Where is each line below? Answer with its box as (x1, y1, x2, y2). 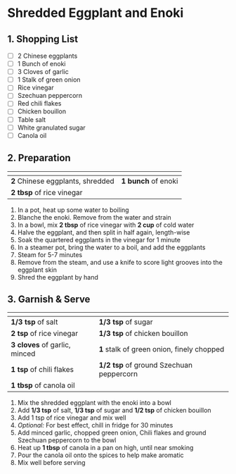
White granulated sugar (17, 123, 86, 132)
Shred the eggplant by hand (17, 273, 98, 281)
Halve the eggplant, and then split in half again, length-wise (17, 227, 190, 237)
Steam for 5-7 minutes (17, 250, 83, 258)
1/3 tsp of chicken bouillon (98, 329, 188, 339)
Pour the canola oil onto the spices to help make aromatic (17, 451, 184, 459)
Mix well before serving (17, 459, 86, 467)
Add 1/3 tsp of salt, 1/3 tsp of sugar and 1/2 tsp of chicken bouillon (17, 406, 212, 415)
